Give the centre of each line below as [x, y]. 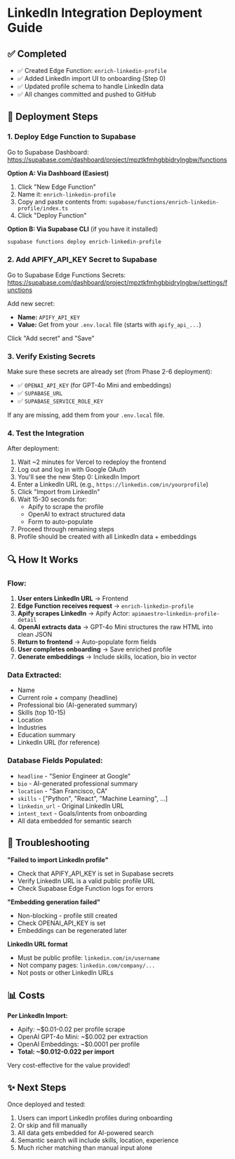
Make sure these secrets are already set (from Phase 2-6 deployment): [110, 372]
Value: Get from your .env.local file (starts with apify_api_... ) [109, 324]
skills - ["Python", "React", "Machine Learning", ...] [93, 798]
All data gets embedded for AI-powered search [86, 1133]
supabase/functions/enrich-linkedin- [164, 202]
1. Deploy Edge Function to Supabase [72, 137]
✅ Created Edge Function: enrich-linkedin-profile [92, 71]
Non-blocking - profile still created [67, 915]
